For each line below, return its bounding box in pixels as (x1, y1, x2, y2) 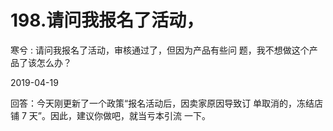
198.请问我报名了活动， (10, 9, 205, 32)
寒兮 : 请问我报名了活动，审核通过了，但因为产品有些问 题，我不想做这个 (10, 44, 310, 56)
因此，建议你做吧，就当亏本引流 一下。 (49, 109, 211, 121)
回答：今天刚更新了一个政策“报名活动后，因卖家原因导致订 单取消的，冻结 (10, 97, 315, 109)
